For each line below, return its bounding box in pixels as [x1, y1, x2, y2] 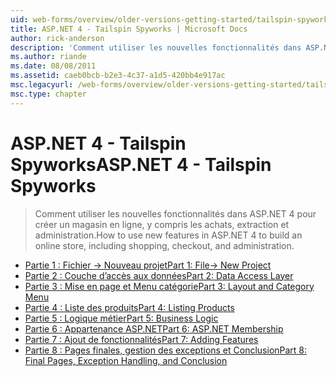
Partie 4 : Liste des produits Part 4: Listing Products [24, 301, 235, 313]
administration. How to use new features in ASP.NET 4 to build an [34, 229, 303, 241]
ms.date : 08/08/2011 [10, 61, 97, 71]
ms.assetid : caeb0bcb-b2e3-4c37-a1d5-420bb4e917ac [10, 71, 226, 81]
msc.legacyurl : [10, 80, 74, 90]
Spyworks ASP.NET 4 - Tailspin [10, 153, 272, 176]
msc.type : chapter [10, 89, 87, 99]
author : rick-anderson [10, 33, 105, 43]
